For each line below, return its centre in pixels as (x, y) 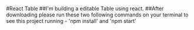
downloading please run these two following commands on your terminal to (97, 15)
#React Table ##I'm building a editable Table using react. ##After (85, 9)
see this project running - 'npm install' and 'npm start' (71, 21)
